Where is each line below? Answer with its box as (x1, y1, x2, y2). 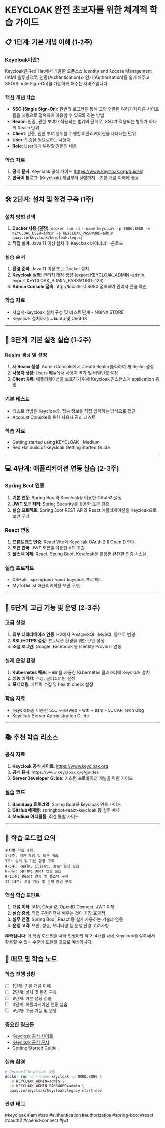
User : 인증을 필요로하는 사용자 (12, 137, 71, 143)
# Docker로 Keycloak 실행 (5, 1069, 55, 1075)
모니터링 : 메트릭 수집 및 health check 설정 (12, 681, 94, 687)
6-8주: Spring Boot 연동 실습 (5, 869, 62, 874)
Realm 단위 (17, 125, 39, 130)
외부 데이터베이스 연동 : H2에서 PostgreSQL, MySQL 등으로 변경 (12, 631, 135, 637)
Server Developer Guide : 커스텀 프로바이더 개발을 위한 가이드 (12, 775, 133, 781)
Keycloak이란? (5, 56, 40, 63)
